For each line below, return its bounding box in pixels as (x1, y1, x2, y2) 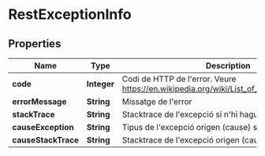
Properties (8, 37, 62, 50)
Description (205, 61, 251, 71)
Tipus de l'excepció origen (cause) (121, 122, 252, 132)
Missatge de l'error (121, 96, 192, 107)
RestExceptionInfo (8, 6, 132, 24)
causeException (12, 122, 74, 132)
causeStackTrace (12, 135, 80, 145)
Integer (86, 79, 114, 89)
